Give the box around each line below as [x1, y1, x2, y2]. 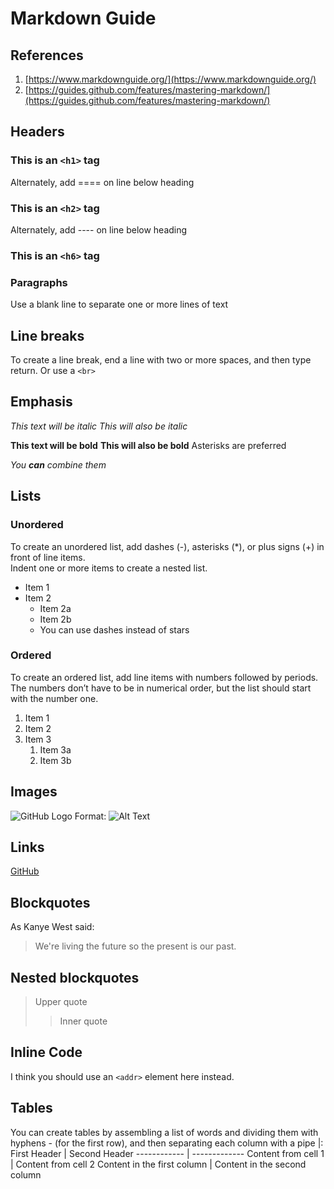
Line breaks [10, 327, 85, 344]
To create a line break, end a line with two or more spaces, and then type [10, 354, 312, 366]
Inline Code [10, 1044, 83, 1061]
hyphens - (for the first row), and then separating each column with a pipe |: [10, 1137, 324, 1149]
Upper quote [34, 996, 88, 1008]
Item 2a [39, 602, 72, 614]
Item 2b [39, 613, 72, 625]
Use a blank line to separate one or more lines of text [10, 298, 229, 311]
